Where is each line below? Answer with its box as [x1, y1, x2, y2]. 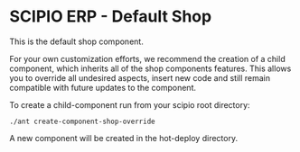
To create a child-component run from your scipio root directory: [9, 99, 250, 110]
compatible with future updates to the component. [9, 82, 197, 93]
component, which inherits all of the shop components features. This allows [9, 63, 292, 74]
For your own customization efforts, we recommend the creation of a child [9, 53, 286, 64]
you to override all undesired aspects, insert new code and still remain [9, 72, 271, 83]
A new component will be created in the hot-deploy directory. [9, 132, 238, 143]
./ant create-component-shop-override [9, 117, 155, 126]
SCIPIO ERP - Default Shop [9, 6, 212, 27]
